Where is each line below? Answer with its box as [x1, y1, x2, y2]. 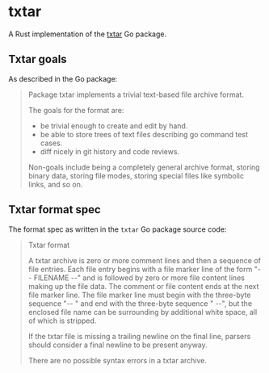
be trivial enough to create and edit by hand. [40, 120, 188, 131]
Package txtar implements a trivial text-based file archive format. [27, 90, 245, 99]
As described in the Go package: [8, 73, 118, 83]
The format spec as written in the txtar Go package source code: [8, 224, 227, 234]
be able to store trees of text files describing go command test [40, 129, 249, 139]
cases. [40, 138, 63, 148]
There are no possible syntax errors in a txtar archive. [27, 355, 208, 365]
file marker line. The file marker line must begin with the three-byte [27, 290, 251, 300]
